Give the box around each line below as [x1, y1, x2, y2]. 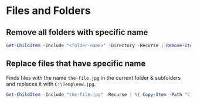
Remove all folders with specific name [6, 27, 148, 37]
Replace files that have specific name [6, 59, 146, 69]
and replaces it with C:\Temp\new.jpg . [6, 80, 96, 87]
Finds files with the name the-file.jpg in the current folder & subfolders [6, 74, 181, 81]
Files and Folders [6, 4, 91, 17]
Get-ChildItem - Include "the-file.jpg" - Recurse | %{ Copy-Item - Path [6, 91, 182, 97]
